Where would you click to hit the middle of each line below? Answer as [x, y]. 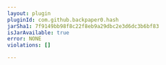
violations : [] [29, 45]
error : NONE [24, 39]
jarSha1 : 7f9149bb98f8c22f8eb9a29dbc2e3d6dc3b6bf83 [83, 26]
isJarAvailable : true [38, 32]
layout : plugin [29, 13]
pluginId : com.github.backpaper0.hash [63, 20]
